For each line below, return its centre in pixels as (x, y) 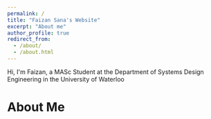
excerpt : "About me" (37, 26)
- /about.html (34, 53)
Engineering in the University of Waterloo (66, 79)
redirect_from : (29, 39)
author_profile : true (38, 33)
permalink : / (26, 13)
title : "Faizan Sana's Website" (54, 20)
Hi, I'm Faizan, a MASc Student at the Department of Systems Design (105, 72)
